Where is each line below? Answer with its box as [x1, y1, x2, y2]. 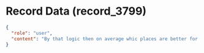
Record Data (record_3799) [6, 4, 147, 18]
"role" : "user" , [11, 30, 53, 36]
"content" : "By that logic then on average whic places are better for [11, 35, 198, 42]
